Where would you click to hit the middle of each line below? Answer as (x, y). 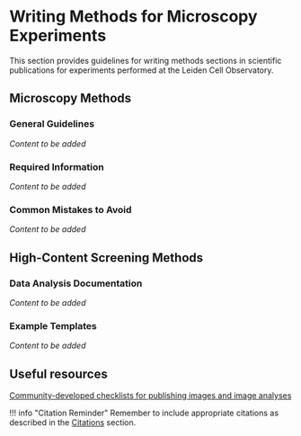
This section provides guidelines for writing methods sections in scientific (146, 60)
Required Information (57, 166)
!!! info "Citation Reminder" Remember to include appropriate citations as (144, 413)
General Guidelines (52, 124)
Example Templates (53, 325)
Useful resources (58, 374)
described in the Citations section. (73, 423)
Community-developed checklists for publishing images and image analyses (150, 396)
